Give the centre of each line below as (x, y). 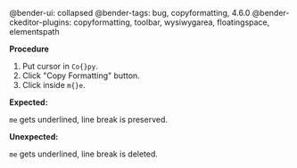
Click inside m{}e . (54, 85)
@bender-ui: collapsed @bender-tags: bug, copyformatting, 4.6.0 (130, 13)
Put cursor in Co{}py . (60, 66)
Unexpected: (34, 136)
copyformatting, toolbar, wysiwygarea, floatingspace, (172, 22)
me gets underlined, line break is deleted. (84, 154)
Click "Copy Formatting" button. (81, 76)
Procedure (29, 49)
